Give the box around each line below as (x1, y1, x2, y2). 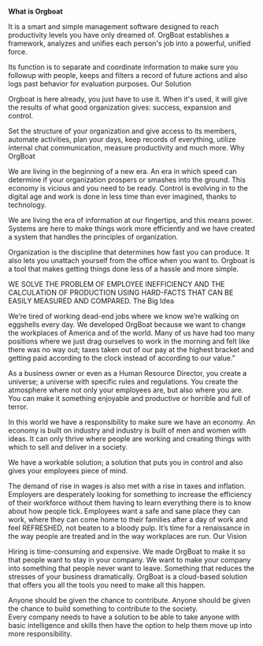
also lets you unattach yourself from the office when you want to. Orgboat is (8, 256, 256, 265)
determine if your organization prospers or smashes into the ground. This (8, 175, 246, 184)
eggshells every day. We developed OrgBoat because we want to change (8, 320, 246, 329)
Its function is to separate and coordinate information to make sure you (8, 62, 239, 72)
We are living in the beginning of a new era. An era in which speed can (8, 167, 238, 176)
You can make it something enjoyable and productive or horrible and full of (8, 394, 250, 403)
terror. (8, 402, 28, 411)
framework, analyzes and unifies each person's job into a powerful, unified (8, 39, 251, 48)
